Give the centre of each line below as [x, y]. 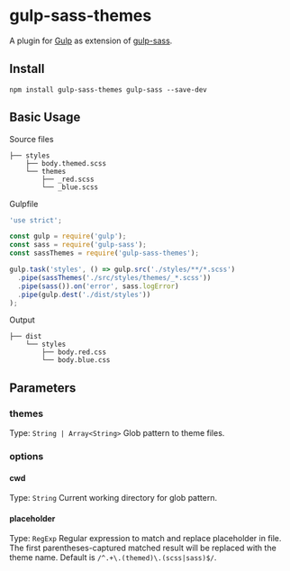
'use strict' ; [36, 220]
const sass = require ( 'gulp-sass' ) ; [78, 245]
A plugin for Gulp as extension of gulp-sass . [91, 41]
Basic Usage [45, 118]
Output [22, 320]
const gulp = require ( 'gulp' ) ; [68, 236]
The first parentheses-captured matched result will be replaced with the [143, 548]
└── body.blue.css [76, 360]
